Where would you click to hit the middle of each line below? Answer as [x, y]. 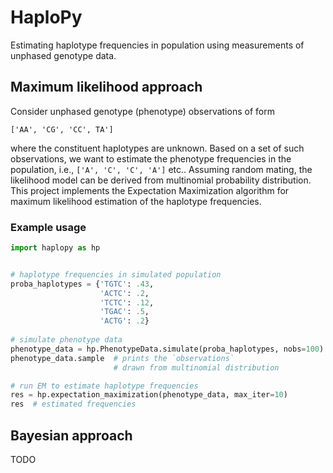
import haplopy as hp [55, 248]
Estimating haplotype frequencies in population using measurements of [157, 45]
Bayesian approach [71, 435]
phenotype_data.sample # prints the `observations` [122, 358]
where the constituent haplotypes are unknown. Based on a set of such [157, 148]
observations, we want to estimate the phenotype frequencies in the [151, 158]
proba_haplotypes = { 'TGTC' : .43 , [82, 284]
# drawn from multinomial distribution [196, 367]
